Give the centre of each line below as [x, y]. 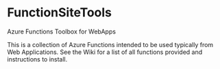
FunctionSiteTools [59, 13]
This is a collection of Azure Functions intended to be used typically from [110, 44]
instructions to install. [37, 59]
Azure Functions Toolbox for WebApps [62, 31]
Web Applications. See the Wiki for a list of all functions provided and [105, 52]
